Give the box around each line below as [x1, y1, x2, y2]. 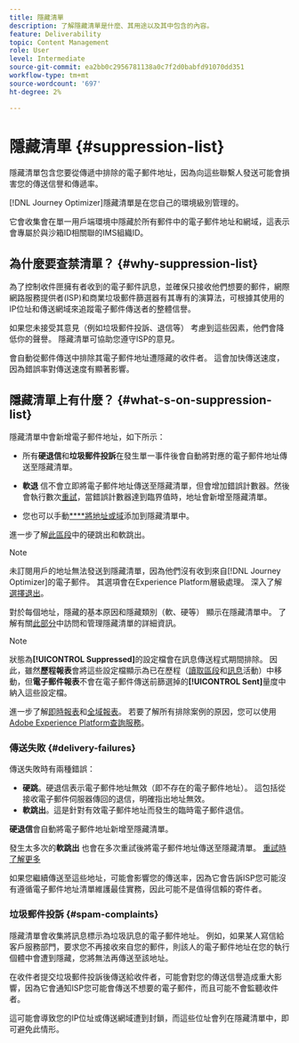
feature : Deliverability [9, 29, 101, 38]
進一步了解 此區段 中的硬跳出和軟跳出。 [9, 530, 149, 540]
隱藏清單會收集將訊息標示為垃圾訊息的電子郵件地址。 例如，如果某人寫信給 [9, 930, 285, 941]
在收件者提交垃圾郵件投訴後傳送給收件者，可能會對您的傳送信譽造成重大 [9, 971, 274, 982]
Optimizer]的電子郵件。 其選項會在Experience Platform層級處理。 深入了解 [9, 577, 283, 587]
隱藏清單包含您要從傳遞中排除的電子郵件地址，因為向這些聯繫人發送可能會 [9, 167, 282, 178]
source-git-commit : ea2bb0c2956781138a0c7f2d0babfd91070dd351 [9, 63, 245, 72]
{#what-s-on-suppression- [117, 392, 272, 408]
